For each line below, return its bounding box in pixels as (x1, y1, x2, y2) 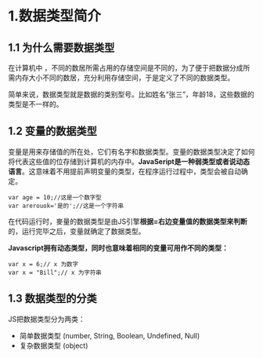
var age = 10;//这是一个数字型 (8, 193, 102, 201)
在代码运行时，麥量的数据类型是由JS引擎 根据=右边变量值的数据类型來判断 (8, 217, 248, 226)
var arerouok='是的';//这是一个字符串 (8, 202, 124, 210)
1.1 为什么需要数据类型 (8, 41, 115, 54)
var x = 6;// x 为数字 (8, 260, 79, 268)
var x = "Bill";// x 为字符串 (8, 268, 102, 276)
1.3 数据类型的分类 (8, 292, 98, 305)
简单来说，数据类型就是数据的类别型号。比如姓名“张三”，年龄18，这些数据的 (8, 89, 254, 99)
